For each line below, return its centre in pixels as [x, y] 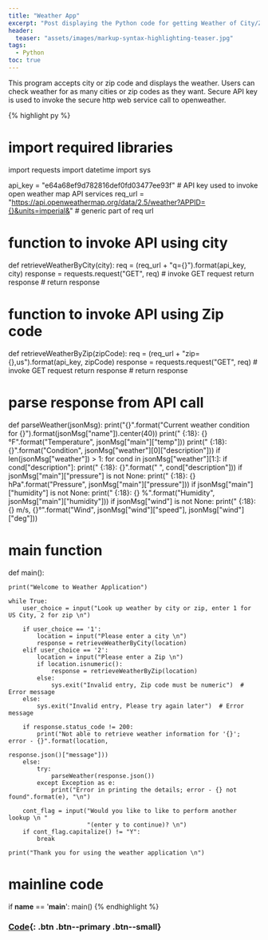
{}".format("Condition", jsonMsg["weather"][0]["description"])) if [114, 450]
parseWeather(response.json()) [103, 775]
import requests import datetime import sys [80, 169]
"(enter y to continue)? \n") [137, 825]
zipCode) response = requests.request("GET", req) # [171, 362]
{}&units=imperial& [39, 210]
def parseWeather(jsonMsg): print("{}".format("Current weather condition [129, 425]
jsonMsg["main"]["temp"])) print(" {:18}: [162, 442]
